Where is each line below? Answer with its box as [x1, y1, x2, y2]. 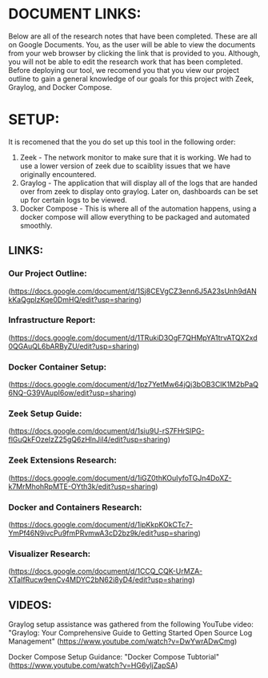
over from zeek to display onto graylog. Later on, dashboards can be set [19, 186, 258, 196]
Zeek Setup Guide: [8, 408, 82, 419]
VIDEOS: [8, 598, 52, 611]
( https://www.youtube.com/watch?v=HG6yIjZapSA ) [8, 660, 178, 670]
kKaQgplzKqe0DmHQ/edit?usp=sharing [8, 294, 139, 305]
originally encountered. [19, 169, 97, 179]
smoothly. [19, 220, 53, 230]
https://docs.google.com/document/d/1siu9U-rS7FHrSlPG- [10, 426, 206, 436]
